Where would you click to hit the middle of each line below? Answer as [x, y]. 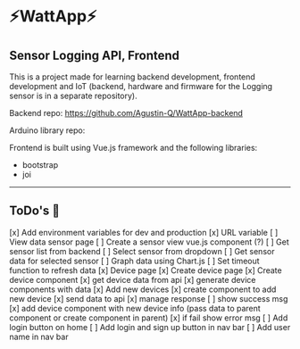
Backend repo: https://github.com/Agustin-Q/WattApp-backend [126, 113]
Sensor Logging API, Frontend [95, 55]
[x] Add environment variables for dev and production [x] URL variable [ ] [144, 232]
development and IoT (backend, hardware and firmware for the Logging [141, 86]
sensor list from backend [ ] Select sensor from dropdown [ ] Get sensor [142, 251]
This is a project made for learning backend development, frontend [133, 77]
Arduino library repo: [47, 130]
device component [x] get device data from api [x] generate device [133, 279]
